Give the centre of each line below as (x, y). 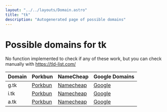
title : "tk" (18, 15)
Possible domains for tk (56, 45)
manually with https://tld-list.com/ (41, 64)
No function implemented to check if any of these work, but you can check (83, 59)
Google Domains (114, 77)
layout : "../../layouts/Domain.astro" (46, 10)
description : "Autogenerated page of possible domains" (65, 19)
